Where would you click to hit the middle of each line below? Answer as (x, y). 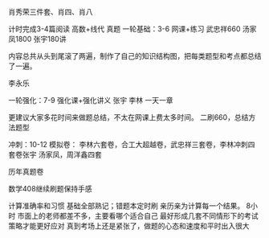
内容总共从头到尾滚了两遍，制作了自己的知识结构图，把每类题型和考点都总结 (135, 56)
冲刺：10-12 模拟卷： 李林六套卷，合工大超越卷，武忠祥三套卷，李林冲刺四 (132, 144)
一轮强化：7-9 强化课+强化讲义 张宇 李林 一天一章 (91, 100)
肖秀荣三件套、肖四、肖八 (51, 12)
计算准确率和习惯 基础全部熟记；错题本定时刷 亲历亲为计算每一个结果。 (126, 206)
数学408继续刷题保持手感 (50, 189)
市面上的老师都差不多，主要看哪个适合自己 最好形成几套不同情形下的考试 (138, 216)
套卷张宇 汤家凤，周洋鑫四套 (55, 154)
